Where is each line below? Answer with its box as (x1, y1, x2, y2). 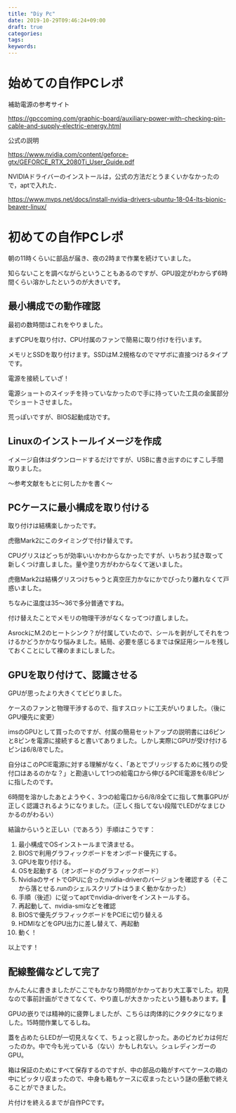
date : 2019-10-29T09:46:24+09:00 (8, 17, 106, 24)
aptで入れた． (20, 181, 60, 189)
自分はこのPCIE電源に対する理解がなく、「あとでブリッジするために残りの (8, 761, 222, 769)
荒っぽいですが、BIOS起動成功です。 (8, 412, 114, 421)
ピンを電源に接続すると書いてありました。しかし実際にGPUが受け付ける (18, 737, 228, 745)
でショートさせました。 (8, 397, 76, 406)
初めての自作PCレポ (8, 229, 124, 246)
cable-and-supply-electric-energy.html (8, 121, 122, 130)
